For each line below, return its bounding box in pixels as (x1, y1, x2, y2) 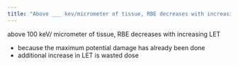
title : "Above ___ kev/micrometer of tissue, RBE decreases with (7, 10, 204, 18)
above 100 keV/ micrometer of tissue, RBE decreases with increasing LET (7, 30, 221, 38)
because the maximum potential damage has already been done (17, 43, 205, 52)
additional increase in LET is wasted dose (17, 51, 140, 59)
